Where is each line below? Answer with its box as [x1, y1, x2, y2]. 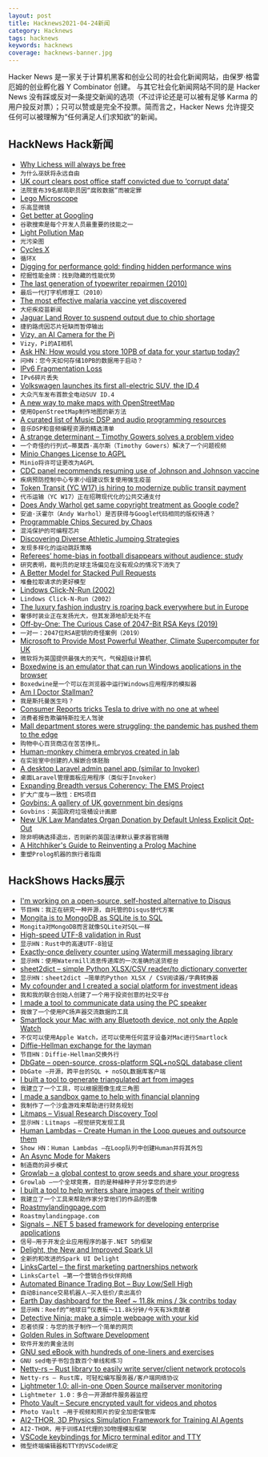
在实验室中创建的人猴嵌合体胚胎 [19, 756, 110, 765]
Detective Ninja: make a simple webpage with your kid [19, 1313, 199, 1322]
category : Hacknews [8, 26, 74, 34]
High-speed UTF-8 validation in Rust [19, 930, 142, 940]
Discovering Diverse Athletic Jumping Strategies [19, 533, 180, 543]
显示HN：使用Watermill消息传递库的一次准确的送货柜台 [19, 956, 179, 965]
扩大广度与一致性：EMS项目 [19, 791, 98, 799]
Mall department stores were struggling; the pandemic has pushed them [19, 721, 258, 731]
